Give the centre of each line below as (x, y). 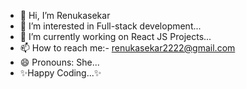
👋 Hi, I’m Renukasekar (65, 15)
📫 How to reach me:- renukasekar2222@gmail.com (127, 48)
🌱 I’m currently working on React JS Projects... (115, 36)
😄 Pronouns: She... (59, 62)
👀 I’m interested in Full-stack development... (110, 26)
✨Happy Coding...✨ (60, 73)
